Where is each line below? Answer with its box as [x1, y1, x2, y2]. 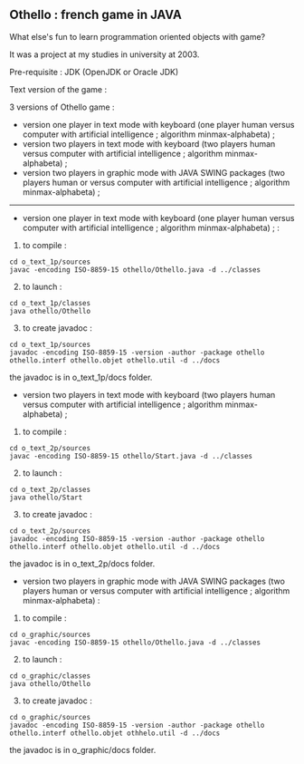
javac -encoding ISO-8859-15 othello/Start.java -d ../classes [9, 451, 253, 460]
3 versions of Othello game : [9, 102, 115, 112]
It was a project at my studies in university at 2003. [9, 49, 200, 60]
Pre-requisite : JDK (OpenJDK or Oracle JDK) [9, 66, 179, 77]
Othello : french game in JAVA [9, 7, 183, 23]
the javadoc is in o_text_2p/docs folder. [9, 557, 156, 569]
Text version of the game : [9, 83, 107, 94]
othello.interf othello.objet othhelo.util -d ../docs [9, 729, 221, 738]
